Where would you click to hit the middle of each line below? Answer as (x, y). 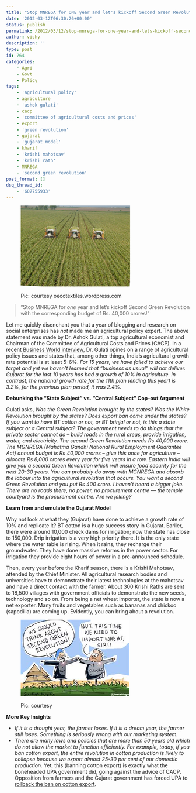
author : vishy (23, 37)
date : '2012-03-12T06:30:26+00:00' (49, 18)
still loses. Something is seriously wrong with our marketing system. (96, 734)
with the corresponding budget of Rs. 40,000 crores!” (85, 313)
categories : (20, 61)
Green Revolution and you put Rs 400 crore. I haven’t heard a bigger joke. (95, 484)
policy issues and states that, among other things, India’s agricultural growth (98, 356)
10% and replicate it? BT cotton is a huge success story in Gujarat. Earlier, (94, 525)
